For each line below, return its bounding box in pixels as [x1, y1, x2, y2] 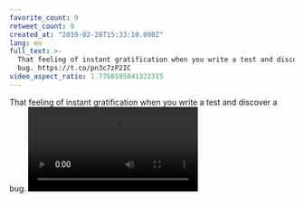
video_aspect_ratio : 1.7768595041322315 [9, 72, 165, 81]
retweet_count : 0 [9, 22, 75, 31]
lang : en [9, 38, 43, 48]
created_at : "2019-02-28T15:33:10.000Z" [9, 30, 165, 39]
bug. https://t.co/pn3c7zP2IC [17, 64, 131, 73]
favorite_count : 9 [9, 13, 79, 23]
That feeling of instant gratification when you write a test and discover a [9, 97, 278, 107]
